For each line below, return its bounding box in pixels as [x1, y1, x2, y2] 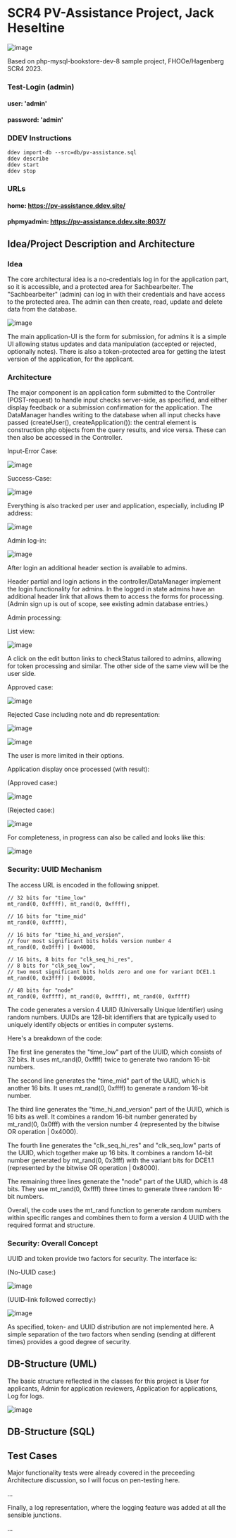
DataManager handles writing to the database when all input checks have [7, 411, 221, 419]
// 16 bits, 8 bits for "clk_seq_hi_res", [7, 956, 134, 963]
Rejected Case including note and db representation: [7, 710, 161, 719]
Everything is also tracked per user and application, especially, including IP [7, 502, 225, 510]
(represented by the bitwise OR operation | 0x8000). [7, 1163, 160, 1171]
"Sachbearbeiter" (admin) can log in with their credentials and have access [7, 290, 225, 299]
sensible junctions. [7, 1511, 62, 1520]
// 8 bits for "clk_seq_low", [7, 962, 97, 969]
